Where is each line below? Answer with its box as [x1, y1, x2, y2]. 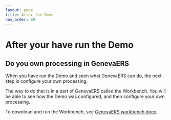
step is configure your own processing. [5, 78, 88, 84]
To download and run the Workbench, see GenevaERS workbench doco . [5, 109, 158, 115]
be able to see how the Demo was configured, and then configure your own [5, 93, 165, 100]
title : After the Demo [5, 12, 54, 17]
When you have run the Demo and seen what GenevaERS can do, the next [5, 73, 162, 79]
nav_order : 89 [5, 17, 36, 22]
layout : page [5, 7, 33, 13]
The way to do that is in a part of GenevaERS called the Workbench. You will [5, 88, 166, 94]
